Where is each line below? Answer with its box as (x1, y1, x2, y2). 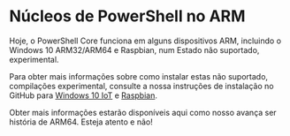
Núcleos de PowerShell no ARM (9, 6, 246, 26)
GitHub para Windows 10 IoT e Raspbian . (9, 90, 157, 101)
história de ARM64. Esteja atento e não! (9, 117, 153, 127)
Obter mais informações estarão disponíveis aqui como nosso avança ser (9, 107, 277, 117)
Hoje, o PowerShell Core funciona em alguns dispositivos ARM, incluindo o (9, 35, 281, 46)
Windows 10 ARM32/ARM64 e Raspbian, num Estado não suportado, (9, 44, 260, 55)
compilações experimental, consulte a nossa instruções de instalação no (9, 80, 274, 91)
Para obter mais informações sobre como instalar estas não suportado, (9, 71, 268, 81)
